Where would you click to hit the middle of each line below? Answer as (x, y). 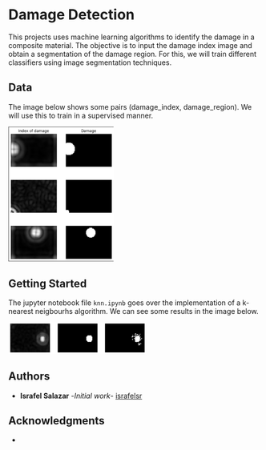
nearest (21, 311)
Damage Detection (71, 15)
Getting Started (48, 283)
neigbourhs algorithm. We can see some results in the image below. (147, 311)
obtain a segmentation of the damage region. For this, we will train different (133, 54)
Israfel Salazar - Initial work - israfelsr (81, 396)
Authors (29, 377)
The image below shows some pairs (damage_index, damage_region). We (130, 106)
